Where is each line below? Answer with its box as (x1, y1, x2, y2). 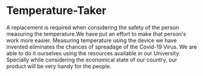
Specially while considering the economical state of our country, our (6, 56, 177, 63)
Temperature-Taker (6, 4, 106, 18)
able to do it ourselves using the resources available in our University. (6, 49, 181, 57)
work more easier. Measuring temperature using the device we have (6, 36, 177, 44)
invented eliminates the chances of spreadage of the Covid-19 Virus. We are (6, 43, 198, 50)
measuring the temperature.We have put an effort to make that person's (6, 30, 187, 37)
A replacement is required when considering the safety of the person (6, 24, 179, 31)
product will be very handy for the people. (6, 62, 112, 70)
